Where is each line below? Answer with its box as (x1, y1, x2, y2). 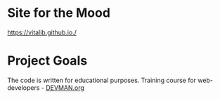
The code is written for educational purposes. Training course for (7, 76, 197, 84)
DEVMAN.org (45, 83, 84, 92)
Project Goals (7, 53, 88, 69)
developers (7, 83, 40, 92)
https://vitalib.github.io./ (7, 28, 77, 37)
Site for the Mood (7, 5, 111, 21)
